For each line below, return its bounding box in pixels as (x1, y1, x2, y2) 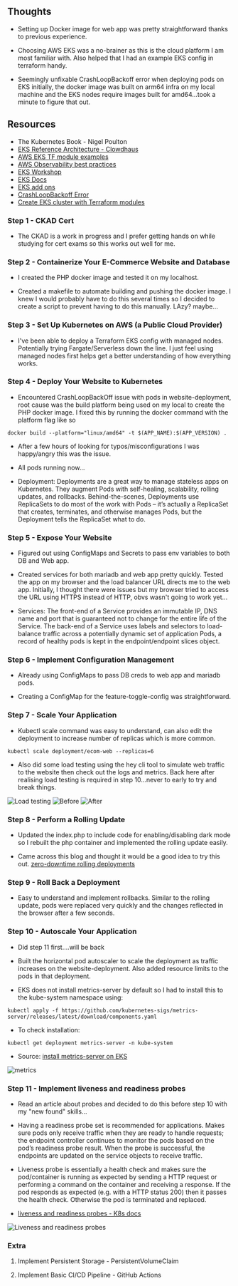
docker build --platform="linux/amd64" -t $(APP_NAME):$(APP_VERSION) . (7, 429, 227, 437)
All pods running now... (17, 463, 85, 472)
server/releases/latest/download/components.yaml (7, 1013, 158, 1020)
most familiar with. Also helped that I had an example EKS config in (17, 53, 214, 62)
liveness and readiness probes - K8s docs (17, 1209, 141, 1218)
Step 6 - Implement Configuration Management (7, 655, 174, 665)
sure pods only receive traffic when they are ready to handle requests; (17, 1129, 224, 1137)
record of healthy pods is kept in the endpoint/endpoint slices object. (17, 637, 220, 645)
